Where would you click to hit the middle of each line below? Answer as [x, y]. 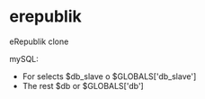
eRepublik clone [39, 41]
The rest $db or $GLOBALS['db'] [83, 85]
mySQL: [24, 58]
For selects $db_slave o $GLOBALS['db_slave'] [109, 76]
